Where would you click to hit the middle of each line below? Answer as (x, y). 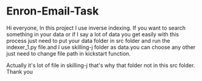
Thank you (20, 71)
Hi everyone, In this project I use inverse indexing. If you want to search (96, 28)
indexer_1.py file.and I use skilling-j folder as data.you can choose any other (101, 47)
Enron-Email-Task (53, 11)
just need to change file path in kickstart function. (68, 53)
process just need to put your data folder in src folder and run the (88, 40)
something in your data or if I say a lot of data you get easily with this (93, 34)
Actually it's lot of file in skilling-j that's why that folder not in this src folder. (101, 65)
